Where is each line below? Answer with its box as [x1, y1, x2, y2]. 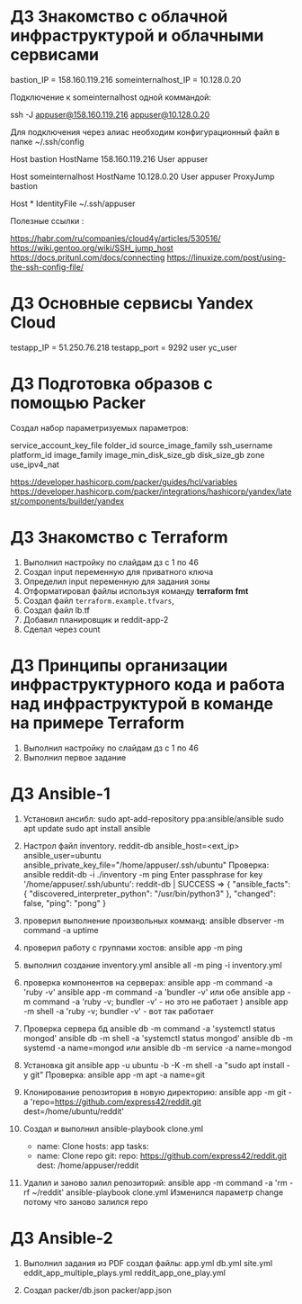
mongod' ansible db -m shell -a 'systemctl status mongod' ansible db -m [22, 1032, 293, 1043]
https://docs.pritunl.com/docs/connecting [10, 252, 165, 263]
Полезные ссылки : [10, 215, 84, 226]
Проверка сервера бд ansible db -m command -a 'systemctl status [22, 1023, 276, 1034]
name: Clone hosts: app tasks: [36, 1140, 149, 1151]
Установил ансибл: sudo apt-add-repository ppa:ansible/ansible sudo [22, 813, 284, 824]
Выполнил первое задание [22, 751, 127, 762]
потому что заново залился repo [22, 1196, 148, 1207]
